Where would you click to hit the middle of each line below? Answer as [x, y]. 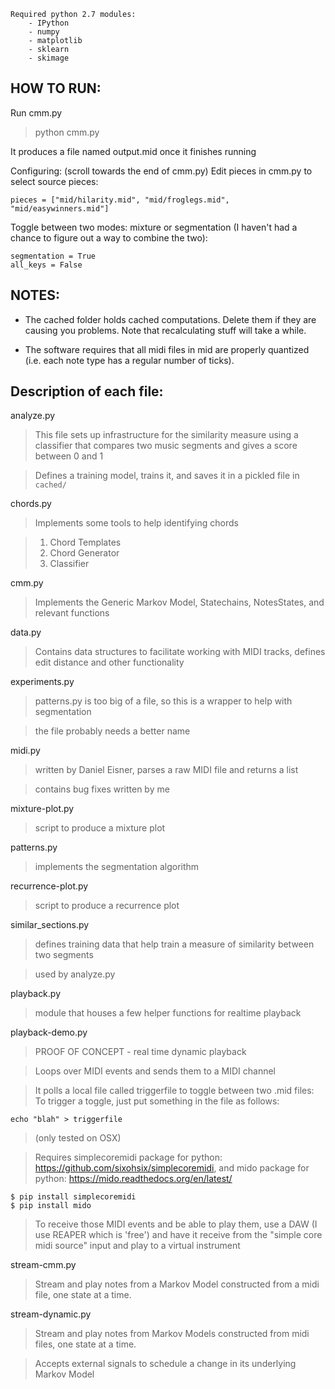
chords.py [31, 504]
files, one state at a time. [85, 1344]
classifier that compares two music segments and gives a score [166, 446]
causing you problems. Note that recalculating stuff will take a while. [165, 330]
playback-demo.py [49, 1032]
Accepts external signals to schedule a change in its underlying [165, 1364]
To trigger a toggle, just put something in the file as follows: [157, 1101]
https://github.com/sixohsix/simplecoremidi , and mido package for [172, 1168]
